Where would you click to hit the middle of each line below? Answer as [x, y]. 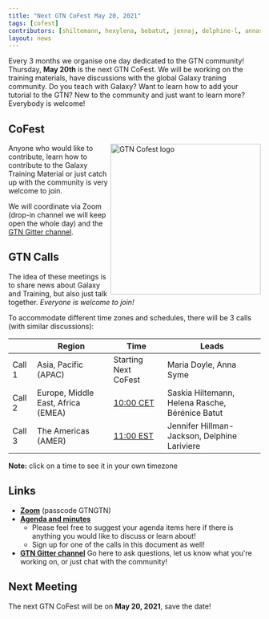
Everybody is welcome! [47, 104]
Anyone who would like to [51, 149]
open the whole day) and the [56, 224]
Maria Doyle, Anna [202, 364]
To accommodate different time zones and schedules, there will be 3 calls [130, 317]
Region [71, 346]
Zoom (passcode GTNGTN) [65, 510]
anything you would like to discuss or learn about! [114, 536]
